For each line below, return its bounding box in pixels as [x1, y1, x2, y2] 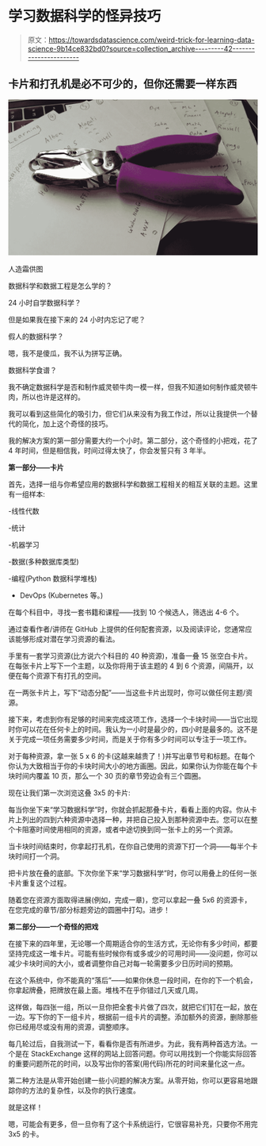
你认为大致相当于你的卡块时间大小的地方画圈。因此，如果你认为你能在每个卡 [8, 761, 258, 771]
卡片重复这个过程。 [8, 879, 71, 888]
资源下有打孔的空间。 [35, 671, 105, 681]
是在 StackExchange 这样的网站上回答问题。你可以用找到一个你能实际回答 [14, 1049, 257, 1059]
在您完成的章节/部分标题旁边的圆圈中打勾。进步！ [8, 906, 171, 915]
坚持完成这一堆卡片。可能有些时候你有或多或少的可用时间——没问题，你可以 [8, 949, 258, 959]
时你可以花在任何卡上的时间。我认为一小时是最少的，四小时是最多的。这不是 [8, 725, 258, 734]
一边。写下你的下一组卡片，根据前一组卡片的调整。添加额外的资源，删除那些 [8, 1013, 258, 1022]
